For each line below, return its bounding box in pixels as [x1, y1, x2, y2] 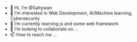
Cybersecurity [10, 15, 40, 21]
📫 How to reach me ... [10, 31, 57, 37]
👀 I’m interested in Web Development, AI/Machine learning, [10, 10, 132, 16]
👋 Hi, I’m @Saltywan [10, 5, 52, 10]
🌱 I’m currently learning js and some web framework [10, 20, 119, 26]
